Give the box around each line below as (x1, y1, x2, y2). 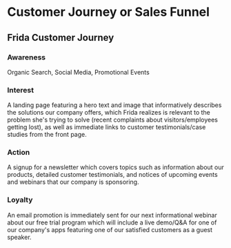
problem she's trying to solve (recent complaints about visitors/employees (7, 115, 219, 124)
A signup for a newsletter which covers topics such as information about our (7, 163, 224, 171)
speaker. (7, 233, 32, 241)
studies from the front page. (7, 131, 88, 139)
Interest (7, 85, 34, 95)
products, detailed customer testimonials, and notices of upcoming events (7, 171, 219, 179)
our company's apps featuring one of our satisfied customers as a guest (7, 225, 212, 233)
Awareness (7, 53, 46, 62)
